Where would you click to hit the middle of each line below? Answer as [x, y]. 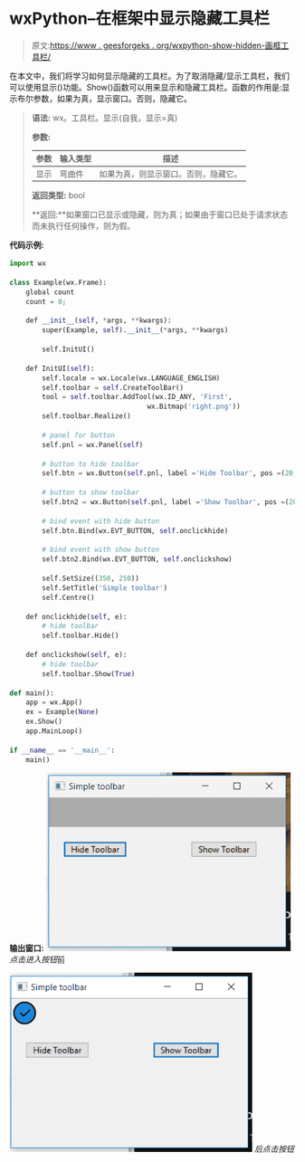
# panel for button [79, 435]
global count [50, 292]
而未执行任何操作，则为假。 [83, 226]
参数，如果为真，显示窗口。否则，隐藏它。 [112, 98]
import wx [28, 263]
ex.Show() [44, 722]
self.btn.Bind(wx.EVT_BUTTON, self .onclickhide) [135, 530]
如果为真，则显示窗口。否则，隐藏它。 [171, 174]
